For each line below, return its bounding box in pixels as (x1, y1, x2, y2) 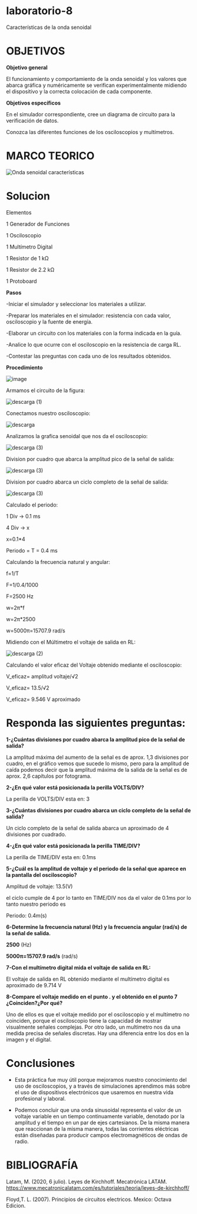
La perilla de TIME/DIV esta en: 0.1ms (6, 853, 96, 860)
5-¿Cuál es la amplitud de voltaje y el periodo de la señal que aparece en (6, 865, 186, 872)
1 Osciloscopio (6, 231, 42, 239)
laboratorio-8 (6, 4, 73, 18)
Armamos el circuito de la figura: (6, 387, 85, 394)
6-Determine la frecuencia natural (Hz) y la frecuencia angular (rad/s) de (6, 923, 188, 931)
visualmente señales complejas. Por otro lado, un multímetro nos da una (6, 1023, 181, 1030)
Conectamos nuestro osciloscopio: (6, 409, 91, 417)
